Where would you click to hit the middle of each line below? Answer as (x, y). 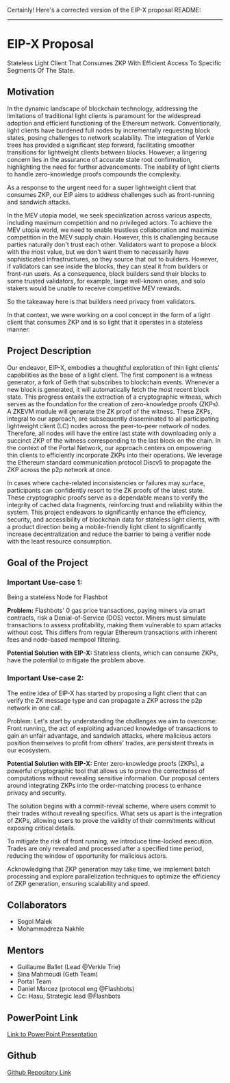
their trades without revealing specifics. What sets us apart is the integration (115, 813)
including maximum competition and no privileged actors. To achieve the (110, 222)
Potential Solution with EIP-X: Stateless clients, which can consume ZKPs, (113, 653)
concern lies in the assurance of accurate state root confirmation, (100, 159)
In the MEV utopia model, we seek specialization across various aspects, (110, 215)
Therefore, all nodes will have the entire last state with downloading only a (112, 433)
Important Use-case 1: (45, 582)
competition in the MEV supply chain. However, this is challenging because (113, 237)
